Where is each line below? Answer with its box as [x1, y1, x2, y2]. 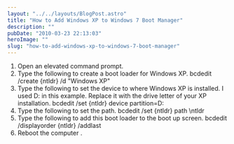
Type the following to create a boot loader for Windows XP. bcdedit [17, 69, 212, 78]
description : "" [7, 23, 55, 30]
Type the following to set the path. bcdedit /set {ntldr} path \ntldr [17, 106, 205, 115]
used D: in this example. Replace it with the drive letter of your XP [17, 92, 207, 100]
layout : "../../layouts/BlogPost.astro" [7, 10, 128, 17]
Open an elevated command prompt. [17, 62, 124, 70]
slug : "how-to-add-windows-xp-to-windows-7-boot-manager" [7, 43, 180, 50]
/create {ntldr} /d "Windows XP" [17, 77, 111, 85]
